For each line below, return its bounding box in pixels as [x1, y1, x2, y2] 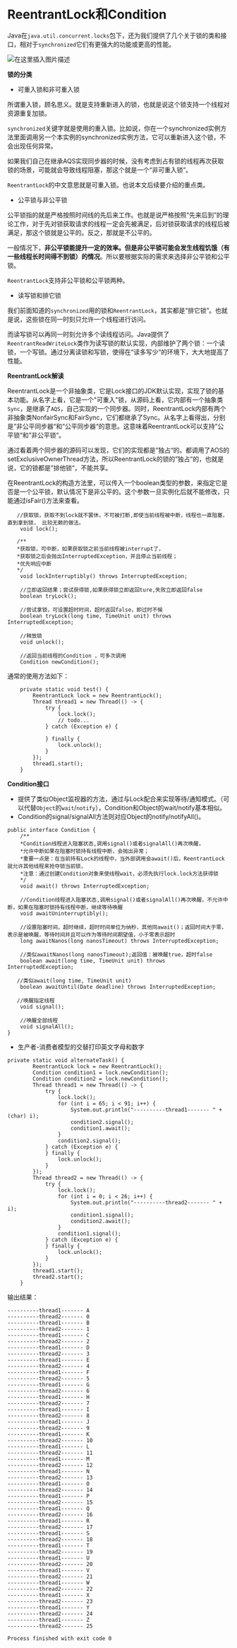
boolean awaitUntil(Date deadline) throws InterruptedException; [20, 983, 217, 990]
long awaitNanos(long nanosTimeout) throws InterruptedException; [20, 937, 219, 944]
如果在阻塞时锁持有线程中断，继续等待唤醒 [17, 903, 123, 911]
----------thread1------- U [7, 1554, 90, 1562]
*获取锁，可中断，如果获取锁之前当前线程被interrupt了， [16, 545, 164, 552]
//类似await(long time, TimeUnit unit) [16, 977, 132, 984]
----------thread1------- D [7, 1344, 90, 1351]
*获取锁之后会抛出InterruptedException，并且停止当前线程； [16, 552, 178, 559]
